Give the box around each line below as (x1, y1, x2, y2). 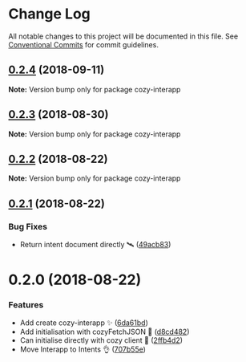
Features (8, 299, 44, 311)
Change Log (8, 5, 91, 23)
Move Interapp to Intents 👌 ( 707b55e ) (19, 344, 147, 354)
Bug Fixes (8, 221, 48, 232)
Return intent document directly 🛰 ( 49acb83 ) (19, 240, 171, 250)
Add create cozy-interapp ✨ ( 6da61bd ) (19, 318, 148, 327)
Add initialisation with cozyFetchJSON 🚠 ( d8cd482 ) (19, 327, 190, 336)
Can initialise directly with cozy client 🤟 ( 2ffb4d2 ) (19, 335, 183, 345)
